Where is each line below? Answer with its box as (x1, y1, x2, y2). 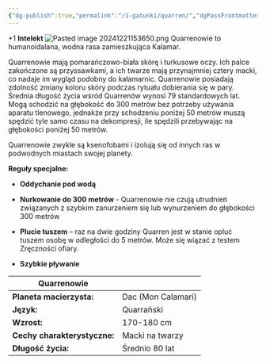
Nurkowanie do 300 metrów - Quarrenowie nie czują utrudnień (19, 194, 228, 204)
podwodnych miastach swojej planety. (8, 148, 133, 158)
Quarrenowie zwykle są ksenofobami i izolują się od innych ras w (8, 140, 221, 149)
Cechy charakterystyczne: (12, 330, 115, 341)
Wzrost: (12, 316, 43, 328)
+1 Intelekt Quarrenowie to (8, 33, 222, 43)
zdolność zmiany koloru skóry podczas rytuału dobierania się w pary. (8, 82, 234, 92)
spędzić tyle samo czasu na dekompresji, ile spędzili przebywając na (8, 116, 234, 125)
